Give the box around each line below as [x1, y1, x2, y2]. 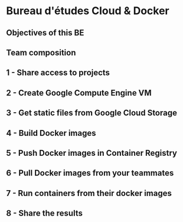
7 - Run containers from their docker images [6, 188, 172, 198]
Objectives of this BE [6, 28, 84, 38]
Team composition [6, 47, 76, 57]
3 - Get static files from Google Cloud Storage [6, 108, 177, 118]
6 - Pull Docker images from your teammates [6, 168, 174, 178]
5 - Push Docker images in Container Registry [6, 148, 178, 158]
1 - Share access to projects [6, 68, 110, 78]
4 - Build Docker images [6, 128, 96, 138]
